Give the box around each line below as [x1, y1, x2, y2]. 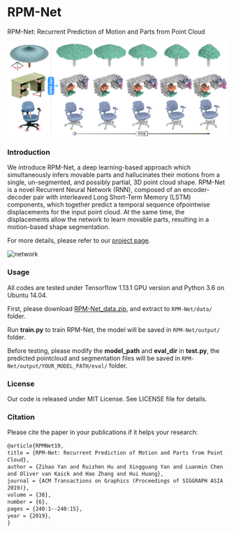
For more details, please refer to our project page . [7, 236, 151, 245]
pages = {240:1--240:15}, [7, 506, 82, 513]
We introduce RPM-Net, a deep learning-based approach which [7, 163, 191, 172]
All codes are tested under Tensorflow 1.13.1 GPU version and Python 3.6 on [7, 283, 225, 291]
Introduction [7, 147, 50, 157]
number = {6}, [7, 499, 49, 506]
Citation [7, 412, 35, 422]
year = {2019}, [7, 513, 52, 520]
